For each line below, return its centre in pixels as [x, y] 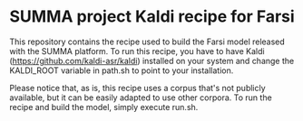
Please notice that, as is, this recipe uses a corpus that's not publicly [137, 88]
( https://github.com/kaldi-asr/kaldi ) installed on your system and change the [152, 60]
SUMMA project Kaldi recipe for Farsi [152, 17]
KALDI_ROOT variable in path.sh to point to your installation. [122, 70]
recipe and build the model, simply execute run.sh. [104, 107]
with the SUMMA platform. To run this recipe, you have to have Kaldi [137, 51]
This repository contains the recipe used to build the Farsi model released [147, 42]
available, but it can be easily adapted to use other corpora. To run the [141, 98]
